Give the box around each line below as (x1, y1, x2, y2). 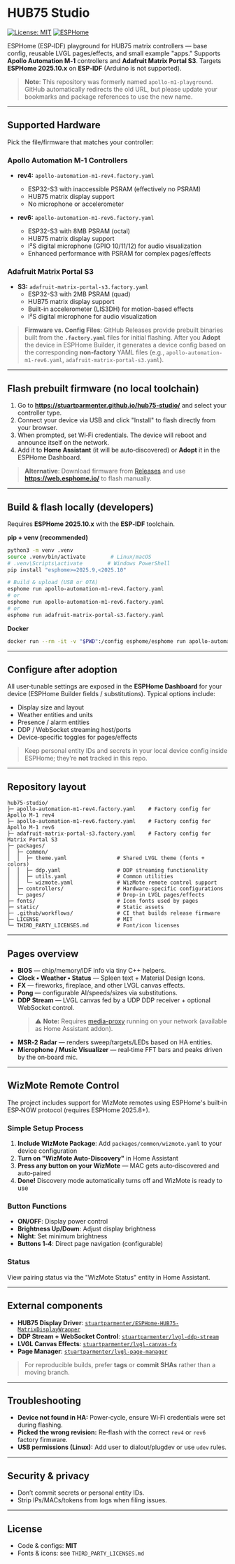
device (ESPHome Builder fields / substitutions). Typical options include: (7, 690, 215, 698)
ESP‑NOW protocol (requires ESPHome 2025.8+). (7, 1105, 150, 1114)
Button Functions (7, 1201, 67, 1211)
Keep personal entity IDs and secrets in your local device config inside (24, 747, 228, 755)
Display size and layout (17, 703, 85, 712)
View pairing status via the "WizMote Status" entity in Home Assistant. (7, 1273, 211, 1281)
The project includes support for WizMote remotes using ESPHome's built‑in (7, 1098, 227, 1107)
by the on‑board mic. (17, 1053, 78, 1062)
